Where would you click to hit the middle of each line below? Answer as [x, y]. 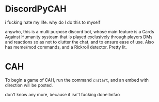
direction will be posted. [29, 85]
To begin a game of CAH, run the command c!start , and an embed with [77, 80]
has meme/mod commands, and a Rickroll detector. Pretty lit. [66, 47]
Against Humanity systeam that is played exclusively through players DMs [79, 37]
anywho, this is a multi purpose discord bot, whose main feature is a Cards [79, 31]
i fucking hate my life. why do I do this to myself [53, 22]
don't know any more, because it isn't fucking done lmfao [63, 94]
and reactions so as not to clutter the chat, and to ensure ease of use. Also [79, 42]
